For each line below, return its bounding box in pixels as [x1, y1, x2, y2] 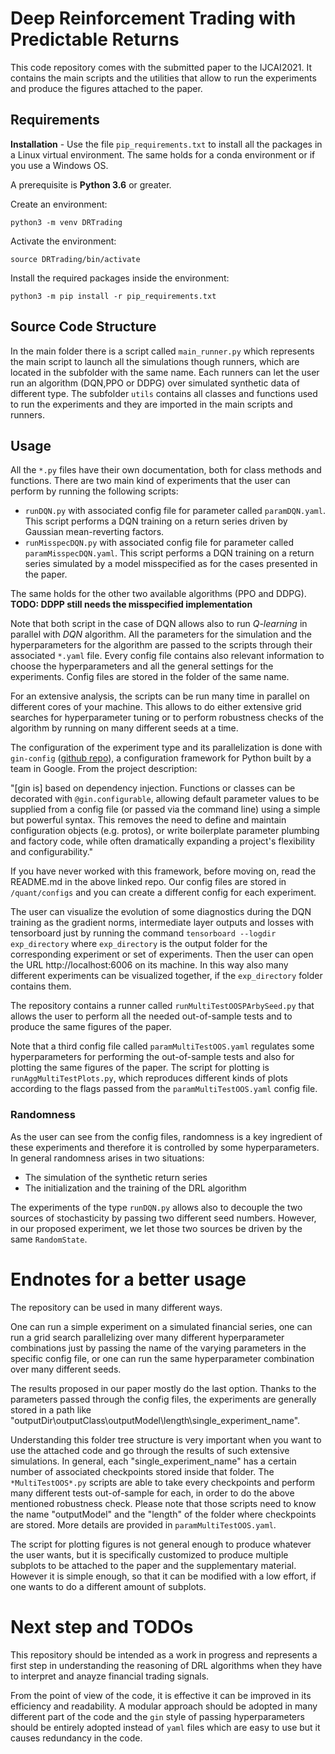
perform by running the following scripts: [10, 485, 179, 497]
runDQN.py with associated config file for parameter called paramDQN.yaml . [24, 505, 326, 517]
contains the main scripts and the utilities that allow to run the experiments [10, 72, 317, 84]
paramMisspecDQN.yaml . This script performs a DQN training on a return [24, 547, 315, 559]
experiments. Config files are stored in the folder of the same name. [10, 671, 290, 683]
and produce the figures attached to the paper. [10, 82, 203, 94]
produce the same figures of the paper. [10, 1021, 172, 1033]
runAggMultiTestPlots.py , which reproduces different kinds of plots [10, 1072, 288, 1084]
